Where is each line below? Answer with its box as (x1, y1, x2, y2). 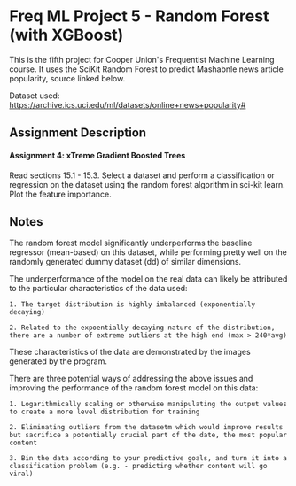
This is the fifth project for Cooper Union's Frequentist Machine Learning (9, 54, 275, 65)
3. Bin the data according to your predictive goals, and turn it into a (9, 454, 288, 463)
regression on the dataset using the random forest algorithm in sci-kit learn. (9, 179, 285, 189)
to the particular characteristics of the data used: (9, 283, 188, 294)
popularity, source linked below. (9, 73, 126, 83)
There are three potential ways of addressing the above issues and (9, 374, 253, 384)
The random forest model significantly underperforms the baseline (9, 237, 253, 249)
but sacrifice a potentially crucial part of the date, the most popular (9, 431, 288, 440)
